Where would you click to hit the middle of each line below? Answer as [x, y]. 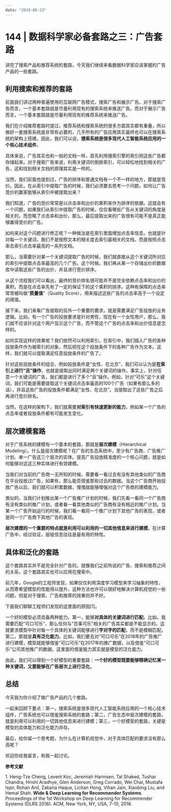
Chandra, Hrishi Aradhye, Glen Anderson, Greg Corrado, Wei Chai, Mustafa [84, 782]
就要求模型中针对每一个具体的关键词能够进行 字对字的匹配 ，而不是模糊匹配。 [85, 630]
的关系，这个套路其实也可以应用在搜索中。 [50, 572]
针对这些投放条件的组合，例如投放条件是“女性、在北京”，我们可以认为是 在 [83, 364]
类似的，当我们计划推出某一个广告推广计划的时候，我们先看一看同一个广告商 [85, 498]
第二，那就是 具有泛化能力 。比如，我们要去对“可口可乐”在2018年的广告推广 [84, 636]
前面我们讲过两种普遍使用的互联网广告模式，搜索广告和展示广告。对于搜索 [83, 102]
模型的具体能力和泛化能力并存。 [39, 727]
